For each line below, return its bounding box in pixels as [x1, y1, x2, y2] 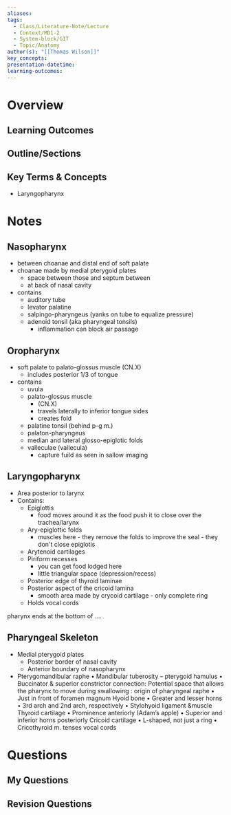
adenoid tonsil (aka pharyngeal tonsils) [27, 318, 137, 326]
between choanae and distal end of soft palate [16, 259, 149, 268]
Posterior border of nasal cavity [27, 658, 118, 666]
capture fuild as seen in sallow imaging [37, 451, 148, 459]
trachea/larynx [37, 518, 80, 526]
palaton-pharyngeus [27, 429, 86, 437]
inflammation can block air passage [37, 325, 139, 334]
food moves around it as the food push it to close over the [37, 510, 201, 519]
